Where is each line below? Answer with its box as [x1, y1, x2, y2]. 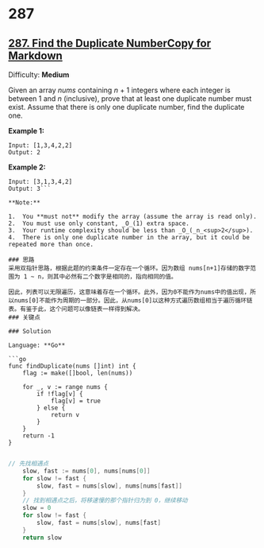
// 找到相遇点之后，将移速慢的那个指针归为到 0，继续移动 [22, 496, 188, 505]
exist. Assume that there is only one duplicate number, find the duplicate [8, 103, 245, 111]
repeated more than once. [8, 240, 94, 248]
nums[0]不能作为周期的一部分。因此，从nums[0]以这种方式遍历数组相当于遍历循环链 [13, 297, 253, 305]
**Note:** [8, 199, 41, 207]
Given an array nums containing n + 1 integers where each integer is [8, 85, 231, 95]
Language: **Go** [8, 341, 66, 349]
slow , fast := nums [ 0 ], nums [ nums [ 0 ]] [22, 467, 151, 475]
